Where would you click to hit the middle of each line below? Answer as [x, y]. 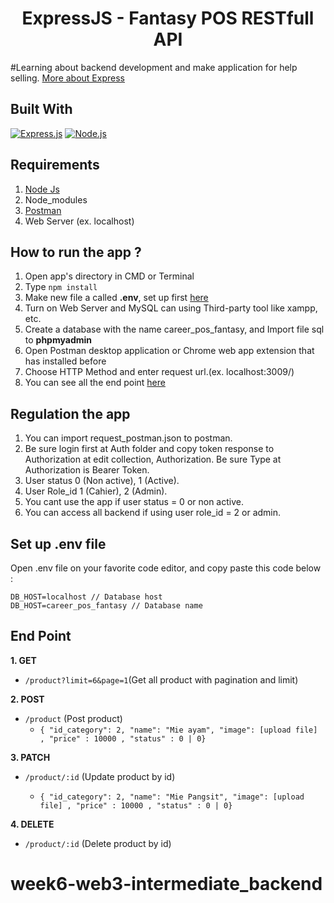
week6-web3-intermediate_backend [166, 884]
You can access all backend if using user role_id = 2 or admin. [153, 513]
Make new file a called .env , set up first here [116, 298]
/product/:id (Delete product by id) [98, 843]
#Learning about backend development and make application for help [154, 67]
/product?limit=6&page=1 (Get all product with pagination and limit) [161, 679]
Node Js [42, 189]
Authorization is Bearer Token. [87, 470]
